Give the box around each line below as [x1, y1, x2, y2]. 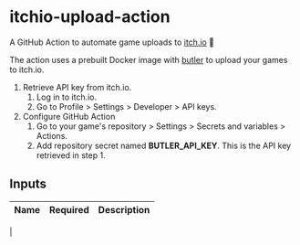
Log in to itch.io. [36, 91, 98, 102]
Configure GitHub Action [22, 111, 116, 122]
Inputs [9, 176, 47, 192]
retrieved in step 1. [36, 149, 107, 161]
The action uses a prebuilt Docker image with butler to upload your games [9, 54, 288, 65]
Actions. [36, 130, 68, 141]
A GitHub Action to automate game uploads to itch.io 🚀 [9, 37, 215, 48]
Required [48, 203, 89, 216]
